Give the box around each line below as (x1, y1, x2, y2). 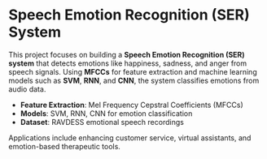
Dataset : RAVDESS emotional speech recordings (20, 117, 185, 127)
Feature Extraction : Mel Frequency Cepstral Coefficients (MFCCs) (20, 100, 244, 110)
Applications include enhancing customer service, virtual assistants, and (8, 132, 252, 143)
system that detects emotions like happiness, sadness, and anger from (8, 58, 247, 68)
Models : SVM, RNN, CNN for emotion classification (20, 108, 193, 118)
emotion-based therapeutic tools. (8, 141, 120, 151)
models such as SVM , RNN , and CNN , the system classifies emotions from (8, 75, 260, 85)
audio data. (8, 84, 46, 94)
